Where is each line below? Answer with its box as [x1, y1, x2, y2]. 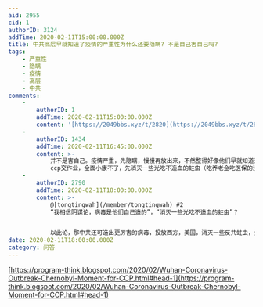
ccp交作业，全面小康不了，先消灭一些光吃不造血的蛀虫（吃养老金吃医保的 [49, 164, 253, 172]
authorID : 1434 [36, 135, 86, 143]
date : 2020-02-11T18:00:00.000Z [8, 237, 113, 244]
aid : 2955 [8, 11, 41, 20]
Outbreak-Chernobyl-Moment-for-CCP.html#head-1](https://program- [8, 273, 235, 283]
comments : [8, 92, 41, 99]
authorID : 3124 [8, 26, 58, 34]
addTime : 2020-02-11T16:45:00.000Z [36, 143, 153, 150]
